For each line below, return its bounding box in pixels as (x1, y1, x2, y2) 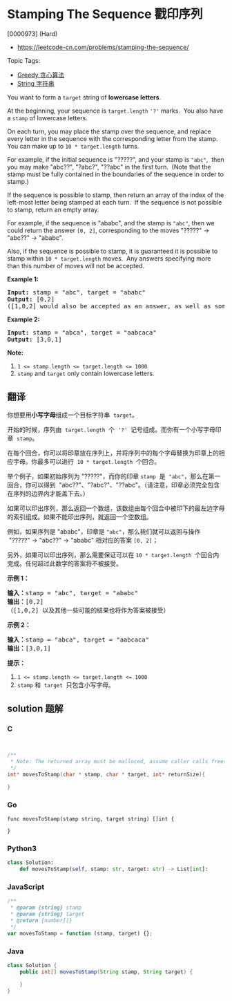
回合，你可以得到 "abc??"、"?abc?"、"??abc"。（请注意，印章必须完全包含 (7, 480, 220, 489)
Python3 (7, 844, 37, 854)
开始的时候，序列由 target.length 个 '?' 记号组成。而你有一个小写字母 (7, 425, 216, 433)
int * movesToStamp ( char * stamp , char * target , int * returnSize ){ (7, 771, 206, 778)
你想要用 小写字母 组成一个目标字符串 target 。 (7, 411, 138, 419)
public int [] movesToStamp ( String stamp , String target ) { (19, 969, 193, 975)
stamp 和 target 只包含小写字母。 (17, 680, 115, 689)
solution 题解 (7, 703, 64, 715)
